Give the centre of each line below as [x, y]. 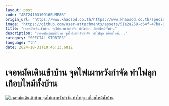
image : [12, 24]
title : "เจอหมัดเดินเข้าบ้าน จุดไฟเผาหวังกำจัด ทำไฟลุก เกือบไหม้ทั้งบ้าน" [61, 29]
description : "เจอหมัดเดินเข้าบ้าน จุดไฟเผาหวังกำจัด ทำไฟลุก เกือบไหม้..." [67, 33]
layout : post [19, 10]
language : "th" [21, 43]
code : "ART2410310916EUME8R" [36, 15]
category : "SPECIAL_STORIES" [36, 38]
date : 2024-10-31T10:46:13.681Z [39, 47]
